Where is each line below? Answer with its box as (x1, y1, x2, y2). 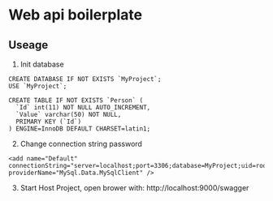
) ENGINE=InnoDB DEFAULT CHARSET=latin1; (8, 125, 151, 133)
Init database (19, 59, 64, 69)
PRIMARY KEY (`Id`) (15, 118, 82, 126)
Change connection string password (19, 139, 142, 148)
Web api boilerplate (8, 6, 143, 24)
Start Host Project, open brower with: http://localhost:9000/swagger (19, 183, 249, 192)
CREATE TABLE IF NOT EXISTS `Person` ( (8, 96, 144, 105)
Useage (8, 38, 49, 52)
